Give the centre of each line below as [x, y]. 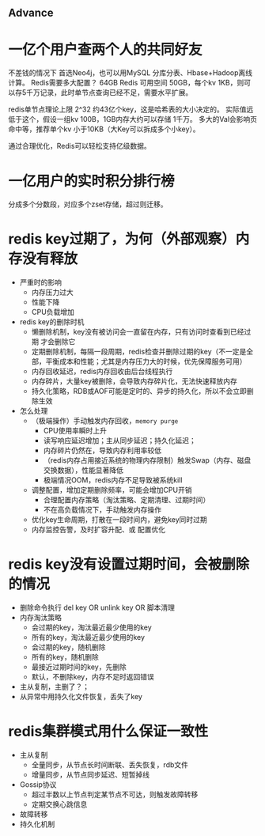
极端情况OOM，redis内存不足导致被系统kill [113, 480]
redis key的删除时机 [52, 322]
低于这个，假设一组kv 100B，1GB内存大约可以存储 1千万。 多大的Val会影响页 [133, 119]
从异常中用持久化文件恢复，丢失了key [81, 697]
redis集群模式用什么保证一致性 [108, 732]
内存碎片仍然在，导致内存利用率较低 [102, 451]
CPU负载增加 [53, 312]
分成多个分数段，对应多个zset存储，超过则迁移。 [88, 204]
